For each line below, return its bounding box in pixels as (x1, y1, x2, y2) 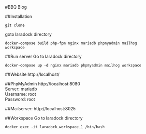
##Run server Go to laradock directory (5, 53, 82, 59)
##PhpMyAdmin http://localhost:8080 (5, 81, 81, 86)
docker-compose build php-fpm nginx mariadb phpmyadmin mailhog (5, 41, 137, 46)
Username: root (5, 91, 36, 97)
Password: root (5, 97, 35, 102)
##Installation (5, 14, 32, 19)
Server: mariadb (5, 86, 37, 92)
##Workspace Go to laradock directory (5, 115, 83, 121)
